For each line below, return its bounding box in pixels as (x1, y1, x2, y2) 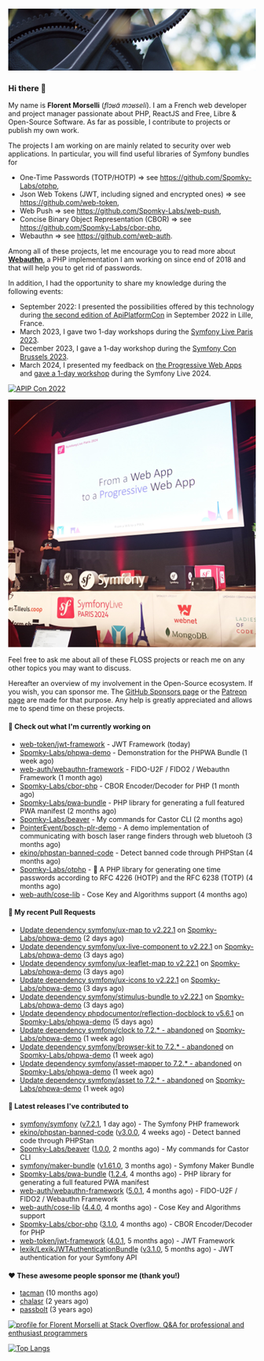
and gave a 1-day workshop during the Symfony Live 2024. (19, 369, 211, 378)
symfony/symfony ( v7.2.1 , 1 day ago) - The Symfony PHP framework (19, 1119, 240, 1128)
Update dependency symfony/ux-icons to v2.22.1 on (19, 975, 189, 985)
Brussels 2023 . (19, 352, 69, 361)
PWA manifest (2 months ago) (19, 806, 117, 816)
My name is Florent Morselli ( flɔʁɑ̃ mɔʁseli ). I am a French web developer (8, 101, 247, 110)
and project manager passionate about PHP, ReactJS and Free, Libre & (8, 109, 237, 119)
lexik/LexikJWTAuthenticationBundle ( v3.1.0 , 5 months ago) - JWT (19, 1244, 234, 1253)
